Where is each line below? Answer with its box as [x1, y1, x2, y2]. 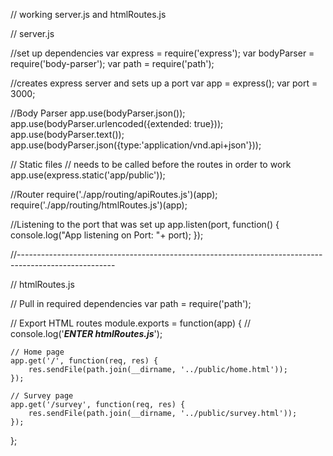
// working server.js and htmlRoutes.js [10, 9, 167, 20]
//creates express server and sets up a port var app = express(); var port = [10, 77, 318, 89]
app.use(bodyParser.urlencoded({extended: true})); [10, 118, 224, 129]
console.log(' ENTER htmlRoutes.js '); [10, 328, 163, 339]
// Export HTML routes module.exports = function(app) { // [10, 317, 252, 329]
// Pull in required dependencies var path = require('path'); [10, 298, 252, 309]
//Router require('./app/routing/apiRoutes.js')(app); [10, 189, 218, 200]
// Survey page [10, 391, 74, 401]
